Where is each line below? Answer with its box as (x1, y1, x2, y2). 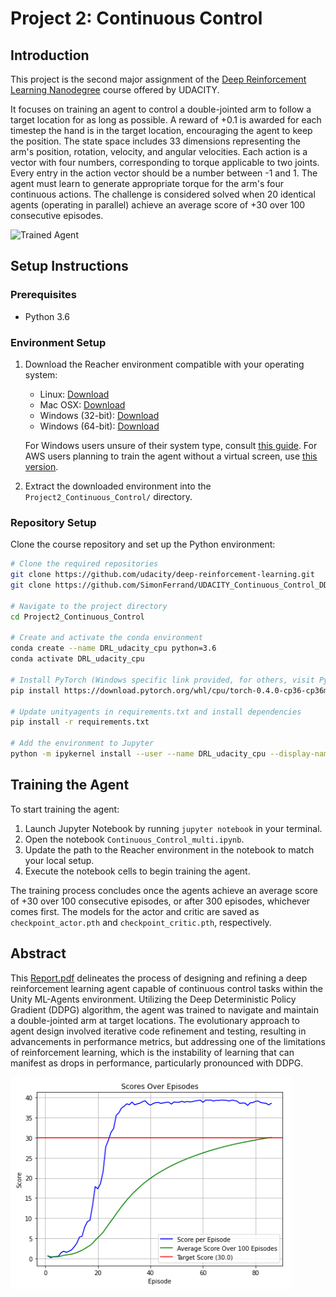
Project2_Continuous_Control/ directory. (24, 490, 193, 502)
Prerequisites (10, 288, 77, 302)
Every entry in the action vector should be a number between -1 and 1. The (10, 167, 318, 179)
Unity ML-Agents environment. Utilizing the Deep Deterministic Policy (10, 993, 297, 1005)
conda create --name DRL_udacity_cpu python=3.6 (10, 643, 217, 654)
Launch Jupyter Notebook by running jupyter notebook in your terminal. (24, 822, 323, 834)
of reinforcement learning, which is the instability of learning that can (10, 1046, 295, 1058)
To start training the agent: (10, 803, 120, 815)
